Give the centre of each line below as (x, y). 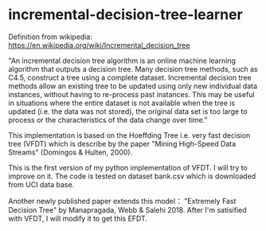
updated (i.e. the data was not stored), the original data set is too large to (128, 111)
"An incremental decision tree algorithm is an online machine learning (122, 61)
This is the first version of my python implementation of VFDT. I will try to (128, 167)
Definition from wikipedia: (51, 37)
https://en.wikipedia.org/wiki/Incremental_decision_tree (99, 45)
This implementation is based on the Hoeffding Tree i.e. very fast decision (129, 135)
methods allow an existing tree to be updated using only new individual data (133, 86)
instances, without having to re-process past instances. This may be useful (131, 94)
